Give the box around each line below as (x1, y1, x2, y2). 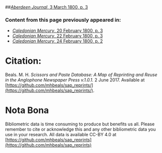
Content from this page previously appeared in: (5, 16, 121, 23)
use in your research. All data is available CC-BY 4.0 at (5, 132, 117, 138)
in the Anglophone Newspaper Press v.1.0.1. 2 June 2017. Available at (5, 77, 145, 83)
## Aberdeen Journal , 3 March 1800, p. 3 (5, 4, 88, 10)
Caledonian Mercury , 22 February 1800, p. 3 (12, 33, 103, 39)
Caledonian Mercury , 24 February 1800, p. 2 (12, 38, 103, 44)
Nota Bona (5, 105, 49, 116)
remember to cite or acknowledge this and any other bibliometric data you (5, 126, 156, 132)
